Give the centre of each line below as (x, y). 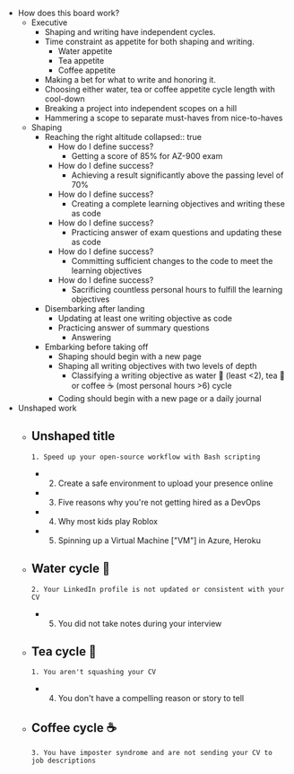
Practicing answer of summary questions (134, 328)
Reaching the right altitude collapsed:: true (123, 137)
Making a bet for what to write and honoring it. (130, 79)
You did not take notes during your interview (140, 623)
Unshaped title (73, 436)
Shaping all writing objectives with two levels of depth (157, 366)
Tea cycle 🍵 (64, 651)
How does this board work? (69, 13)
